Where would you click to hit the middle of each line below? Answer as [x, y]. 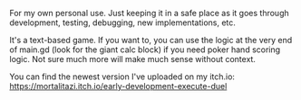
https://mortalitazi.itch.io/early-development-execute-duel [118, 86]
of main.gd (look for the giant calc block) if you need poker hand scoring [145, 50]
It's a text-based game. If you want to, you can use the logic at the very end [151, 40]
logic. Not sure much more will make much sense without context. [133, 59]
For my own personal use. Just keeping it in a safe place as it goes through [150, 13]
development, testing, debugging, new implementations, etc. [122, 23]
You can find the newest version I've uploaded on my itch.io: [122, 77]
